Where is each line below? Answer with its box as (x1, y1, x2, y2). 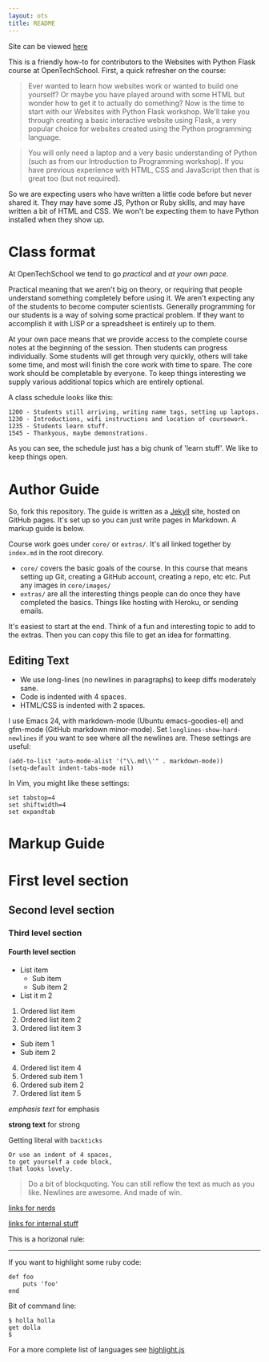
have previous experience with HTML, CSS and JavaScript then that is (27, 165, 260, 174)
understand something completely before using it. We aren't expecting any (8, 293, 255, 303)
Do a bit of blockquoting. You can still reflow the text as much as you (27, 1179, 255, 1189)
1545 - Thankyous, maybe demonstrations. (8, 429, 149, 438)
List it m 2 (19, 991, 53, 1000)
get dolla (8, 1323, 42, 1332)
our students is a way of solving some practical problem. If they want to (8, 310, 245, 320)
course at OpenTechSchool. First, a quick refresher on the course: (8, 65, 227, 75)
